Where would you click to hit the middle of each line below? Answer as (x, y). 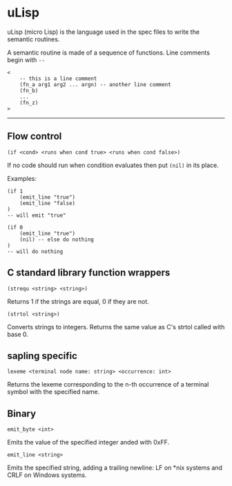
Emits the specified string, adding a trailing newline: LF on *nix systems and (115, 468)
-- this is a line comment (58, 78)
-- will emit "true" (37, 215)
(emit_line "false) (48, 203)
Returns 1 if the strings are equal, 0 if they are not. (78, 301)
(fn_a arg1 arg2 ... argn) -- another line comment (95, 84)
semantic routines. (33, 39)
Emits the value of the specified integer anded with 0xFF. (88, 443)
